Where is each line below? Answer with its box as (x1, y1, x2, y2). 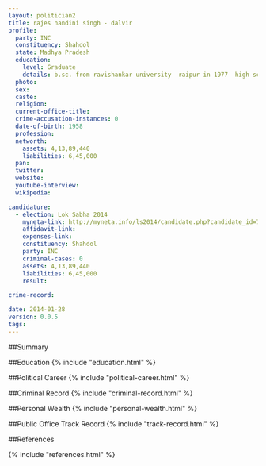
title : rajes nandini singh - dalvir (8, 19, 133, 27)
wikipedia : (15, 188, 51, 197)
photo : (15, 78, 37, 86)
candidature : (8, 203, 51, 211)
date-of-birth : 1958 (15, 122, 83, 130)
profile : (8, 26, 37, 34)
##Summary (8, 342, 49, 352)
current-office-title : (15, 108, 90, 116)
